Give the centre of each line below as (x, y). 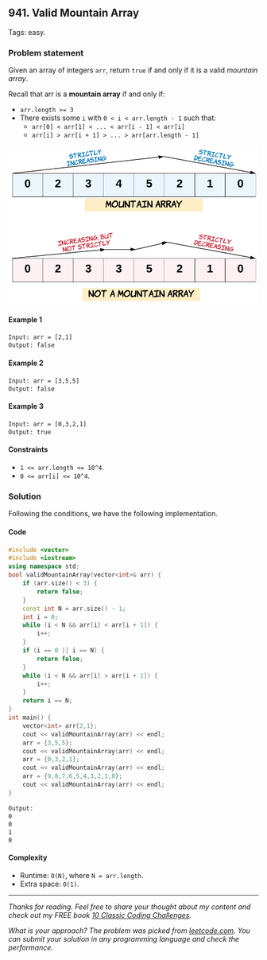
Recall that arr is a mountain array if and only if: (87, 94)
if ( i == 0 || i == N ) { (64, 651)
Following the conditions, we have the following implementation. (113, 514)
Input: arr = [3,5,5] (44, 381)
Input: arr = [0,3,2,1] (48, 424)
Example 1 (25, 319)
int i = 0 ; (41, 617)
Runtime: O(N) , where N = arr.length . (81, 875)
